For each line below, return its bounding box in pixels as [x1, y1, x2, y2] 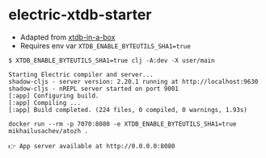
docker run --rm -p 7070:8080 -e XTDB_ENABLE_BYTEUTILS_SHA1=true [8, 119, 237, 128]
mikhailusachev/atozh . [8, 127, 89, 135]
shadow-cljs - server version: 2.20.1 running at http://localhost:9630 [8, 77, 259, 85]
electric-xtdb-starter [8, 6, 152, 24]
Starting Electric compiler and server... [8, 70, 154, 78]
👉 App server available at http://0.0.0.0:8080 [8, 142, 175, 150]
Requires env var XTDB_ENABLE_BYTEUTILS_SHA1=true [19, 40, 192, 50]
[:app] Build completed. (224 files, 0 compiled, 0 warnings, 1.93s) [8, 106, 248, 114]
